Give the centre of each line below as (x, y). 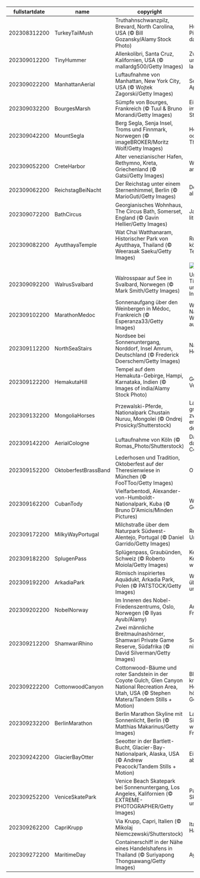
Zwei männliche (135, 628)
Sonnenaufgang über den (146, 302)
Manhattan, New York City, (148, 81)
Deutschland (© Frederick (147, 355)
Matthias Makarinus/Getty (147, 726)
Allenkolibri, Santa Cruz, (145, 54)
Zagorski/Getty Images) (144, 94)
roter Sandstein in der (142, 674)
